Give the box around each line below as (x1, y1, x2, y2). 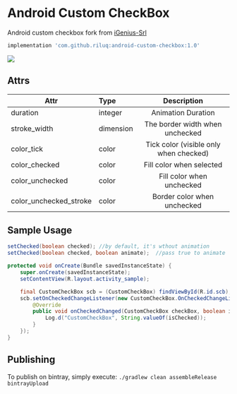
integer (98, 107, 123, 117)
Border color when (152, 191, 214, 201)
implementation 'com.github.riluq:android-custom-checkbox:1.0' (7, 42, 200, 49)
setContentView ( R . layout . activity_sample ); (20, 275, 150, 282)
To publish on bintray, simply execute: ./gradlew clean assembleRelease (7, 372, 217, 381)
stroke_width (11, 124, 54, 133)
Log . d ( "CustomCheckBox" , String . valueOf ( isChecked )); (44, 314, 207, 322)
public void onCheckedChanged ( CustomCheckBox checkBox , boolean (32, 308, 226, 315)
